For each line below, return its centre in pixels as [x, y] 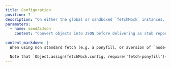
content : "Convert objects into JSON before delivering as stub [84, 33]
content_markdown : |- [28, 43]
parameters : [18, 24]
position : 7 [18, 15]
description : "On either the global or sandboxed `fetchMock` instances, [85, 19]
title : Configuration [28, 10]
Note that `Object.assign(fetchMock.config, [58, 56]
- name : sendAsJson [31, 29]
